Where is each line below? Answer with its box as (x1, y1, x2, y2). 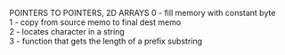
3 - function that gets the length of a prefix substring (9, 35, 203, 46)
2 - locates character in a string (9, 27, 125, 36)
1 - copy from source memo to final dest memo (9, 17, 182, 27)
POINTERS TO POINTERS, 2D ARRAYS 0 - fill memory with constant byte (9, 8, 276, 18)
